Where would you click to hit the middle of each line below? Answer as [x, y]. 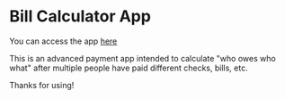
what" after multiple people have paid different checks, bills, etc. [129, 68]
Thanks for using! [42, 85]
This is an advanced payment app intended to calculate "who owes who [142, 58]
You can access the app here [63, 41]
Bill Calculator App [80, 16]
